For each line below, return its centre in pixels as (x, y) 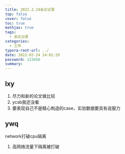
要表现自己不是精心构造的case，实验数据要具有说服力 (66, 108)
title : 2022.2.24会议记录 (30, 10)
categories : (17, 41)
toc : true (15, 23)
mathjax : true (20, 28)
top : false (16, 14)
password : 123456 (23, 59)
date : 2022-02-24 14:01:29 (32, 55)
